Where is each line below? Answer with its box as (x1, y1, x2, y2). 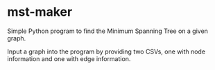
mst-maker (7, 4, 73, 20)
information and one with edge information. (7, 54, 131, 62)
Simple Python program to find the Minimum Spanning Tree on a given (7, 27, 208, 35)
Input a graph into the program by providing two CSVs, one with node (7, 47, 206, 56)
